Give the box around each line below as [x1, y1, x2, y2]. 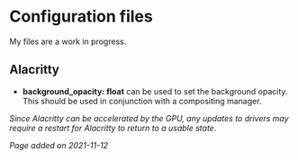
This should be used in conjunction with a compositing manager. [22, 95, 262, 106]
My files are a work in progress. [9, 36, 127, 47]
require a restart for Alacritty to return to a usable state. [9, 122, 217, 133]
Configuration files [9, 6, 153, 27]
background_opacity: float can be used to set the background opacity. [22, 85, 288, 96]
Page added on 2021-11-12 [9, 139, 109, 150]
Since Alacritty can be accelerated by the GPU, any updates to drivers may [9, 112, 290, 123]
